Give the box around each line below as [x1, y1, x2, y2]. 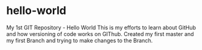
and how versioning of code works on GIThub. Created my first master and [6, 30, 194, 37]
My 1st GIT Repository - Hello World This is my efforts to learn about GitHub [6, 24, 197, 31]
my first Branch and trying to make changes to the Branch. [6, 37, 153, 44]
